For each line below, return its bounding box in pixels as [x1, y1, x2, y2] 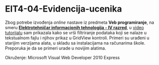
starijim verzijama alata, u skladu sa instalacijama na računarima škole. [5, 40, 145, 46]
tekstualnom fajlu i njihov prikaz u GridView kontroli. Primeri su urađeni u [5, 35, 150, 41]
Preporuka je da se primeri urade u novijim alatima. [5, 45, 106, 51]
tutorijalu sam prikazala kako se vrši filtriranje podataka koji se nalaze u [5, 30, 147, 35]
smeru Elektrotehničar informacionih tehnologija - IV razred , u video [5, 24, 144, 30]
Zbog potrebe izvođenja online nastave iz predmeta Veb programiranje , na [5, 19, 155, 25]
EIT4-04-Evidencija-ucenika [5, 3, 122, 15]
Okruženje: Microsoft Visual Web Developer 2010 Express [5, 54, 120, 60]
